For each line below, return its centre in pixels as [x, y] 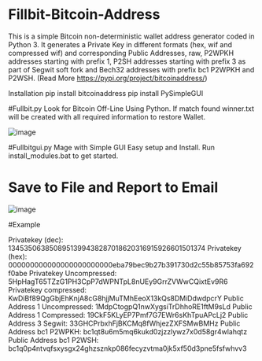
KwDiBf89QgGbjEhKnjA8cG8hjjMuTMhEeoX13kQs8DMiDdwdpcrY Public [126, 298]
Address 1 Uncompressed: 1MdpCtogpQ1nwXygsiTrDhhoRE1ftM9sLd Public [131, 306]
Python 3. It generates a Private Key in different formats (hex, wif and [120, 44]
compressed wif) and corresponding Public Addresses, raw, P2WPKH [121, 53]
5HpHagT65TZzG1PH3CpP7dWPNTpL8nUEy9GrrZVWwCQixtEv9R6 [118, 282]
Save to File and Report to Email [113, 188]
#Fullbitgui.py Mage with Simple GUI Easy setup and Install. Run [111, 147]
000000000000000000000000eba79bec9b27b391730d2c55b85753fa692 [131, 264]
